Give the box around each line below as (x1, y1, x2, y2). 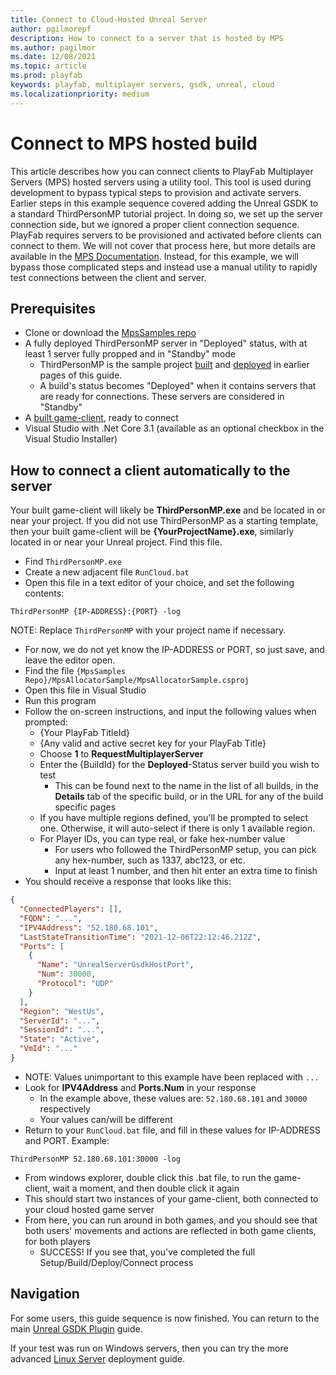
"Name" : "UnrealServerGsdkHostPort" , (36, 960, 195, 970)
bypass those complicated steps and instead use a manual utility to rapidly (10, 261, 318, 273)
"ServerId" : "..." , (19, 1016, 101, 1026)
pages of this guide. (39, 369, 123, 381)
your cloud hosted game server (24, 1203, 155, 1215)
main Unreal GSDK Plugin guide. (10, 1322, 143, 1335)
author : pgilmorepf (10, 24, 92, 34)
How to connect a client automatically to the (10, 462, 291, 479)
